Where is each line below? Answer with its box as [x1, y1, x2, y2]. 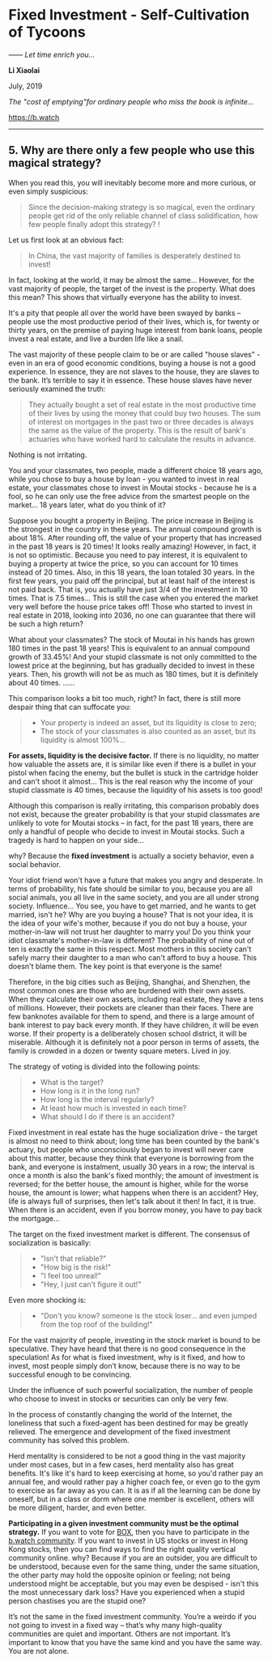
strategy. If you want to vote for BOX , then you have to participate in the [8, 1527, 250, 1536]
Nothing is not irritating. [8, 450, 87, 459]
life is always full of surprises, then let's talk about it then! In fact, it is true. [8, 1196, 257, 1206]
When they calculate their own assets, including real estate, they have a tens [8, 994, 264, 1004]
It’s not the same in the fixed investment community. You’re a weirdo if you [8, 1611, 257, 1621]
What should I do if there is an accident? [40, 1112, 176, 1122]
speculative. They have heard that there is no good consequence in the [8, 1344, 246, 1353]
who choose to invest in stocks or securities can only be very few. [8, 1394, 229, 1404]
